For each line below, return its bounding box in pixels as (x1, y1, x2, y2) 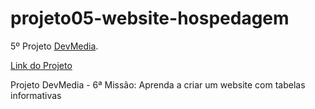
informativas (10, 89, 62, 101)
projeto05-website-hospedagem (10, 7, 290, 30)
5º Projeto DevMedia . (10, 40, 99, 52)
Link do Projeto (10, 59, 73, 71)
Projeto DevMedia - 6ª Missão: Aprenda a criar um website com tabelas (10, 78, 306, 91)
